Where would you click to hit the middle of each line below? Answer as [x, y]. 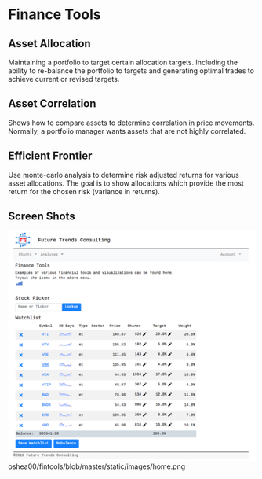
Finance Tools [55, 15]
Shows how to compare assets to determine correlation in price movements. [131, 123]
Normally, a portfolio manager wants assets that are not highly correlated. [127, 131]
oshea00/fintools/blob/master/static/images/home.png [97, 466]
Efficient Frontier [50, 156]
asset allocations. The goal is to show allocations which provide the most [126, 183]
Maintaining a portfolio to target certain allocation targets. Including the [123, 62]
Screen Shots [42, 217]
